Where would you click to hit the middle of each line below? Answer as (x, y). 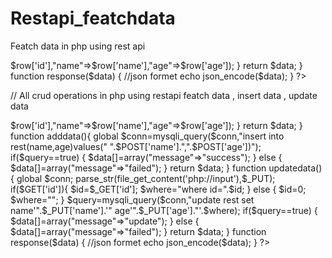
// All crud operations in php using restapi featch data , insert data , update (164, 95)
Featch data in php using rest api (78, 46)
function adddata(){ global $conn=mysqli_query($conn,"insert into (147, 136)
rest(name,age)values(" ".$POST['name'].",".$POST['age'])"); (136, 146)
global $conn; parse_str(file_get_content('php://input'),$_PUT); (146, 178)
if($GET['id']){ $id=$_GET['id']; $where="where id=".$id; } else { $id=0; (158, 189)
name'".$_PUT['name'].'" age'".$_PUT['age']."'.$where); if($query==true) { (164, 210)
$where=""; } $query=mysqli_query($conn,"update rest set (132, 199)
